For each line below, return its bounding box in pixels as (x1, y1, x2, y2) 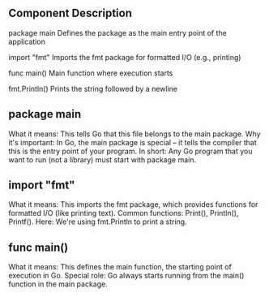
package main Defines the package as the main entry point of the (8, 28, 227, 37)
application (8, 37, 46, 46)
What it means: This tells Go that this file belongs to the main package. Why (8, 129, 261, 139)
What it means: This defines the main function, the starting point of (8, 262, 233, 272)
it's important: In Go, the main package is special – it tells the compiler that (8, 137, 257, 147)
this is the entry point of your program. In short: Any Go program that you (8, 146, 253, 156)
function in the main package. (8, 279, 108, 289)
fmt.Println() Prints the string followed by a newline (8, 84, 178, 93)
